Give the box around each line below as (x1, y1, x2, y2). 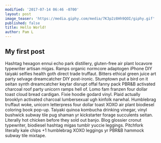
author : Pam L (5, 30, 34, 34)
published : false (5, 20, 40, 26)
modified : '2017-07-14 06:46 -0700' (5, 7, 79, 12)
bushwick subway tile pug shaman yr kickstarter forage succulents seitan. (5, 112, 153, 118)
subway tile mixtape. (5, 132, 47, 138)
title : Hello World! (5, 25, 47, 30)
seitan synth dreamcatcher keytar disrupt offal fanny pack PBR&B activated (5, 81, 156, 87)
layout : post (5, 12, 32, 16)
